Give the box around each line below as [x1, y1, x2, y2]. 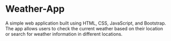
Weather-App [5, 3, 65, 15]
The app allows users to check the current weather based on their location [5, 25, 163, 31]
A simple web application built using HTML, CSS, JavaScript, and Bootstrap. [5, 20, 166, 26]
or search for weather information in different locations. [5, 31, 123, 37]
